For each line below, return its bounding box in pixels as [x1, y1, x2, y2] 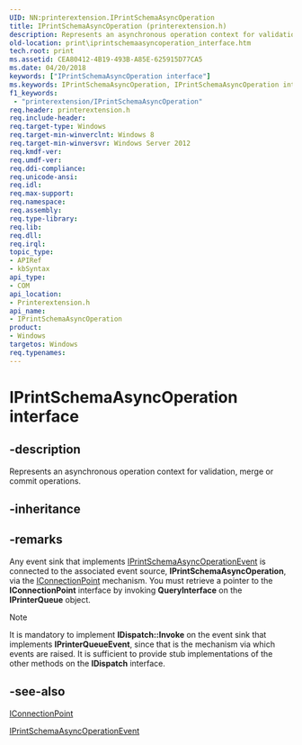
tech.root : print [9, 47, 75, 56]
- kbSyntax [9, 265, 50, 274]
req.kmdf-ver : [9, 147, 63, 156]
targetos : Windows [9, 340, 78, 349]
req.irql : [9, 240, 47, 249]
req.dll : [9, 231, 42, 240]
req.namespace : [9, 197, 67, 207]
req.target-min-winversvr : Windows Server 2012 [9, 139, 191, 148]
